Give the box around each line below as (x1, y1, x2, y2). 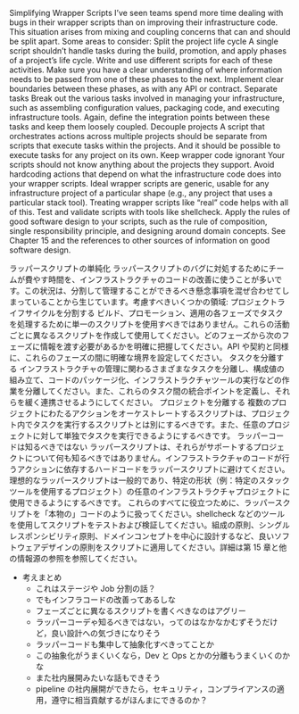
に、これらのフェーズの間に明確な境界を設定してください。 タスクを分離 (9, 353, 277, 362)
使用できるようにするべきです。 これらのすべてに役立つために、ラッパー (9, 497, 275, 508)
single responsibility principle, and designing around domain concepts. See (9, 226, 287, 236)
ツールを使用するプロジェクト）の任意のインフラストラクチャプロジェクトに (9, 486, 291, 496)
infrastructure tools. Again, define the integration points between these (9, 112, 270, 122)
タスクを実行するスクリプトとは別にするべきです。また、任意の (32, 419, 267, 429)
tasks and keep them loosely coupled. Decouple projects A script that (9, 121, 265, 132)
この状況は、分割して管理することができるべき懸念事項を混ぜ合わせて (23, 286, 282, 295)
